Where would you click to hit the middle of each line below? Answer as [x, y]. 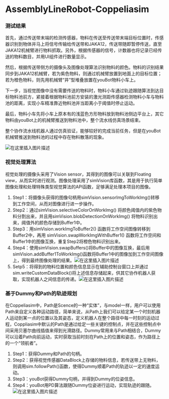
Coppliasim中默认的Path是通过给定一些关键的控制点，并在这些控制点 [85, 324]
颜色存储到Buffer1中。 [62, 222]
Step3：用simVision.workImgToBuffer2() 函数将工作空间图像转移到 [81, 229]
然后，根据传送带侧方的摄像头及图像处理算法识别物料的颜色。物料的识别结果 [84, 67]
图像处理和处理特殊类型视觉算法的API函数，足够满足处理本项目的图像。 [79, 187]
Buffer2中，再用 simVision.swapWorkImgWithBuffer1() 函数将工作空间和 [87, 235]
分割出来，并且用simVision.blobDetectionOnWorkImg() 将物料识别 [85, 216]
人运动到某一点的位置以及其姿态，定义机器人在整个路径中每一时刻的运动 [80, 318]
